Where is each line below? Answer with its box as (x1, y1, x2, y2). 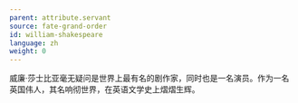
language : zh (9, 38, 59, 48)
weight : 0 (9, 47, 47, 56)
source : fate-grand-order (9, 22, 107, 31)
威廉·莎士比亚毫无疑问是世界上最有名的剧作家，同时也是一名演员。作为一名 (9, 73, 290, 84)
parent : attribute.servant (9, 13, 111, 23)
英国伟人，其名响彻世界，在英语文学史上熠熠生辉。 (9, 84, 200, 95)
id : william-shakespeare (9, 30, 103, 39)
